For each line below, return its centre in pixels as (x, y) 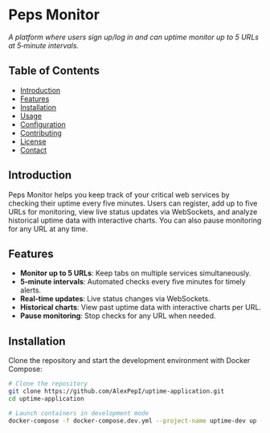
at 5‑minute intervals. (43, 45)
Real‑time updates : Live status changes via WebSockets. (115, 299)
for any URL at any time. (48, 229)
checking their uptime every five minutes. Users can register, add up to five (133, 203)
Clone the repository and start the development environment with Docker (129, 361)
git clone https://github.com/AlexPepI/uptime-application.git (117, 391)
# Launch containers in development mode (79, 413)
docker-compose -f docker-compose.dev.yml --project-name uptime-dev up (133, 421)
